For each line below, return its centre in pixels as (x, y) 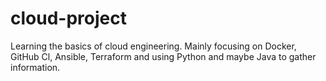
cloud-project (68, 18)
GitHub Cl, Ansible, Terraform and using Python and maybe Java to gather (163, 56)
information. (35, 67)
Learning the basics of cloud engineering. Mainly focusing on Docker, (153, 46)
